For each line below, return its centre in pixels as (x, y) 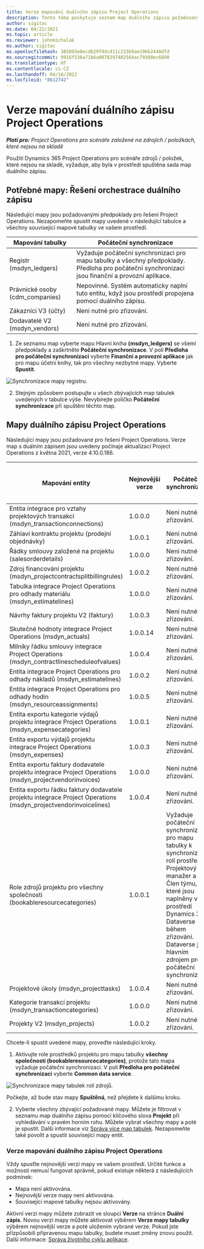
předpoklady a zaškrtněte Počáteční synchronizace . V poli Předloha (101, 350)
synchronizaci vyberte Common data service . (74, 1073)
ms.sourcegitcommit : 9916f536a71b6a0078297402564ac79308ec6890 (88, 57)
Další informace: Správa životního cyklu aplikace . (68, 1239)
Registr (19, 260)
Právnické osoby (33, 289)
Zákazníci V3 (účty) (37, 310)
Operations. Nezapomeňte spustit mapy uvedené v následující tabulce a (96, 221)
